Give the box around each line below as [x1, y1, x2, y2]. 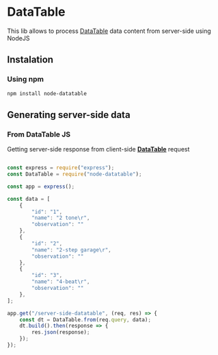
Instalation [7, 54, 53, 66]
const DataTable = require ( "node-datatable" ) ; [7, 171, 142, 178]
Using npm [7, 75, 44, 84]
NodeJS [7, 34, 30, 42]
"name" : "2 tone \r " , [31, 215, 90, 221]
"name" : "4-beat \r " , [31, 278, 90, 285]
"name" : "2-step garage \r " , [31, 246, 111, 254]
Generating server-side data [7, 109, 131, 121]
